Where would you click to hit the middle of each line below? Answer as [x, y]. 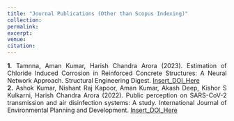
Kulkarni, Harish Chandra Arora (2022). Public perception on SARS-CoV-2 [117, 95]
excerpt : [20, 33]
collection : [24, 20]
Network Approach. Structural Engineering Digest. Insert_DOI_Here [103, 80]
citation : [22, 46]
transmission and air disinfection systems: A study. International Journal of [117, 103]
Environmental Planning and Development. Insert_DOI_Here [92, 110]
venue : [17, 40]
